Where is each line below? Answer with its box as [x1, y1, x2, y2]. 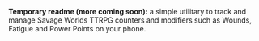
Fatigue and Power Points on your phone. [8, 24, 146, 33]
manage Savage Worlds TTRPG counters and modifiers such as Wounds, [8, 15, 253, 25]
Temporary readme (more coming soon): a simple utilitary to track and [8, 7, 247, 16]
